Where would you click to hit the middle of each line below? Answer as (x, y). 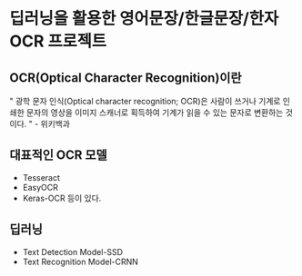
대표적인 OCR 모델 (58, 155)
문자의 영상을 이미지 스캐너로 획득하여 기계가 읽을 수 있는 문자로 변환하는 (155, 113)
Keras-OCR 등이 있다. (62, 198)
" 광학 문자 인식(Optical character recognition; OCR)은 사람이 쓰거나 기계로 (145, 101)
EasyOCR (40, 187)
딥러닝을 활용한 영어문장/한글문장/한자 (144, 19)
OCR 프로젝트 (58, 41)
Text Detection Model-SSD (73, 251)
